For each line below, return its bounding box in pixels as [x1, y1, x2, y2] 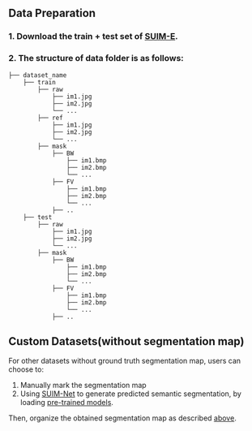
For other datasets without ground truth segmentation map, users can [8, 356, 241, 366]
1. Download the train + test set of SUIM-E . [8, 31, 178, 42]
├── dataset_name [8, 71, 67, 80]
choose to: [8, 364, 45, 374]
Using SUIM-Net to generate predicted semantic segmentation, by [19, 389, 241, 399]
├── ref [37, 114, 63, 122]
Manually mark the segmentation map [19, 381, 147, 390]
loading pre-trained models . [19, 398, 113, 407]
